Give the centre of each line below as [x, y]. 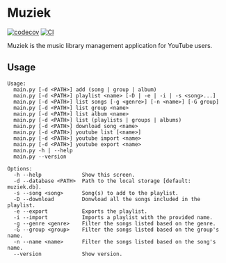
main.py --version [40, 157]
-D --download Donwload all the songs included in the [107, 199]
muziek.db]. [24, 187]
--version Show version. [68, 254]
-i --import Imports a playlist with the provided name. [113, 217]
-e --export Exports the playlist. [81, 211]
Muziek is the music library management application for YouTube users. [110, 45]
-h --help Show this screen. [74, 175]
